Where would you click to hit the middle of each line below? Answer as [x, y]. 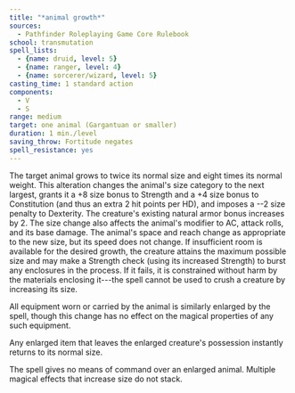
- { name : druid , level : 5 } [67, 59]
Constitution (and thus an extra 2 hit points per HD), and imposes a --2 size [147, 204]
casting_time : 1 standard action [71, 84]
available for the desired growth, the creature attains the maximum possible [148, 251]
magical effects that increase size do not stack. [96, 379]
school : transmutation [51, 42]
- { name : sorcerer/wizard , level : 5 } [87, 76]
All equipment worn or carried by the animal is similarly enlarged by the [140, 306]
